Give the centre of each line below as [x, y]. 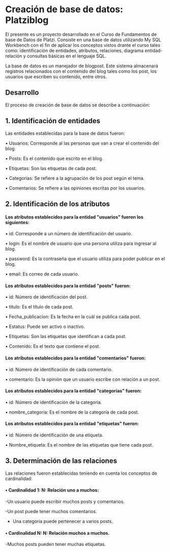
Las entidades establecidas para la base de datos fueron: [65, 133]
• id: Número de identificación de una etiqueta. [54, 435]
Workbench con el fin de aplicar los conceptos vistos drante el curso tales [83, 45]
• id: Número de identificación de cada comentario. [59, 369]
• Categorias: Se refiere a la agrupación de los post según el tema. [75, 178]
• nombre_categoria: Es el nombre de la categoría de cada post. [72, 412]
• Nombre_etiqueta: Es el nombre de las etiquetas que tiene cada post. [79, 445]
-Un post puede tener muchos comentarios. [51, 511]
